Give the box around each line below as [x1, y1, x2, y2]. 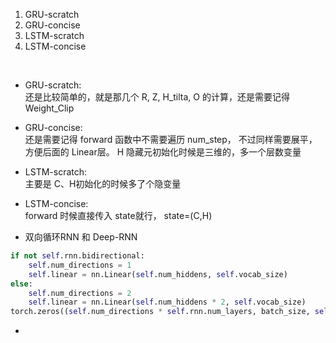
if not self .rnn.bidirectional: [10, 251, 145, 261]
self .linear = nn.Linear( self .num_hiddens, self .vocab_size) [28, 269, 288, 279]
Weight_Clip [24, 102, 75, 114]
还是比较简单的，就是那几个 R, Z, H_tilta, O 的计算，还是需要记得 [24, 91, 290, 103]
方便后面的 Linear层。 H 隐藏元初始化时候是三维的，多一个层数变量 [24, 146, 302, 158]
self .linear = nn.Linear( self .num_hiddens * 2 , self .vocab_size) [28, 297, 307, 308]
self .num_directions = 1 [28, 260, 132, 270]
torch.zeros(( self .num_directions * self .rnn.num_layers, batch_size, [10, 307, 311, 317]
